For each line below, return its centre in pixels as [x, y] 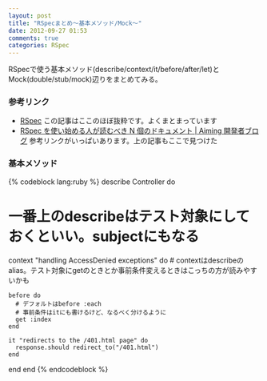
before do [25, 295]
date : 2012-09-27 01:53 [48, 30]
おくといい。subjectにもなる [104, 236]
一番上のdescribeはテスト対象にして [129, 216]
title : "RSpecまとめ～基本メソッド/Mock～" [75, 23]
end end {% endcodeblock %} [58, 369]
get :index [34, 319]
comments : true [34, 38]
